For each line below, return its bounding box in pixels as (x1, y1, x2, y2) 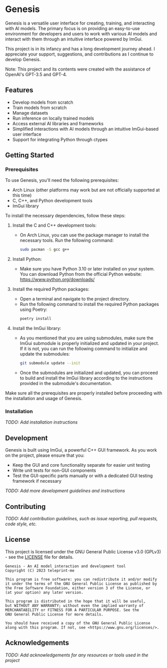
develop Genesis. (5, 56, 41, 62)
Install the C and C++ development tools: (12, 222, 97, 228)
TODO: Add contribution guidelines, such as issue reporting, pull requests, (5, 515, 158, 521)
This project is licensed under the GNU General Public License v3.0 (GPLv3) (5, 548, 161, 554)
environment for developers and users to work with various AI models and (5, 31, 157, 37)
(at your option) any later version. (5, 590, 84, 595)
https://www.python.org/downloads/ (19, 276, 95, 282)
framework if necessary (12, 478, 62, 484)
